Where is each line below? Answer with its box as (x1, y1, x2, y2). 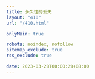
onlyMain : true (6, 31, 44, 37)
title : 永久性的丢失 (6, 8, 52, 15)
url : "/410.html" (6, 20, 50, 26)
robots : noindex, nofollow (6, 41, 73, 48)
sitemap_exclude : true (6, 47, 63, 53)
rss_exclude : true (6, 53, 52, 59)
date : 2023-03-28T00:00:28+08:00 (6, 63, 90, 69)
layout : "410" (6, 14, 42, 20)
